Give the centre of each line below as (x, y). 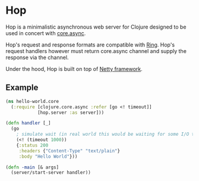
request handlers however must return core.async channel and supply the (96, 51)
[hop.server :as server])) (71, 113)
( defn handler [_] (28, 123)
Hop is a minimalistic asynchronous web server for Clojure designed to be (96, 27)
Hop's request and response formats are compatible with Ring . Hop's (90, 45)
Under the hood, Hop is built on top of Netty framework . (74, 68)
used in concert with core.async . (46, 33)
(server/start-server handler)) (51, 173)
